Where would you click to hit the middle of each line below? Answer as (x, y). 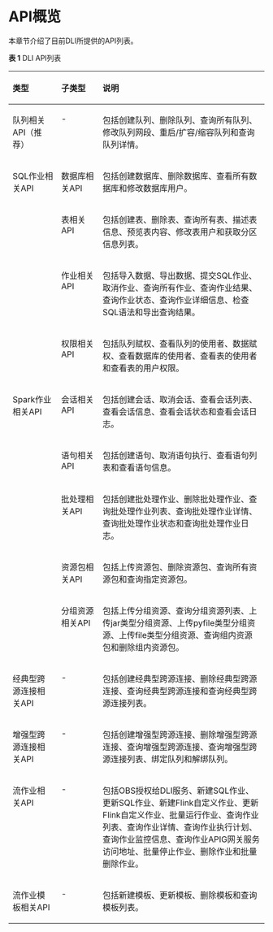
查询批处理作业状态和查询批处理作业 (172, 523)
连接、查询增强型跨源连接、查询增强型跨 (180, 747)
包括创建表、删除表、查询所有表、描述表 (180, 219)
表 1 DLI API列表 (35, 58)
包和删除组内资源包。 (143, 647)
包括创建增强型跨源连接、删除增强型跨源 (180, 735)
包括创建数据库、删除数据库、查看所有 (176, 176)
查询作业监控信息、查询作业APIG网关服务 (181, 839)
